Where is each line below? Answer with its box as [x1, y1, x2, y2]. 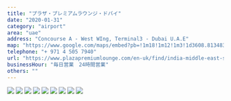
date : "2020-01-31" [7, 16, 63, 23]
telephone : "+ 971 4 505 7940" [7, 49, 97, 56]
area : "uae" [7, 29, 41, 36]
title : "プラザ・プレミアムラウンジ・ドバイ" [7, 10, 122, 17]
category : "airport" [7, 23, 67, 30]
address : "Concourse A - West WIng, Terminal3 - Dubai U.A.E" [7, 36, 189, 43]
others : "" [7, 67, 38, 74]
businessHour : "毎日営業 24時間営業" [7, 61, 109, 68]
